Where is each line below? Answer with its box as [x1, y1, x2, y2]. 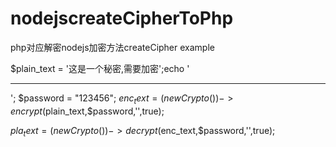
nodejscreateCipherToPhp [10, 7, 234, 30]
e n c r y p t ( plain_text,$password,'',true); [10, 105, 165, 117]
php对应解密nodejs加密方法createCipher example [10, 41, 215, 53]
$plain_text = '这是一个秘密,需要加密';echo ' [10, 62, 190, 74]
